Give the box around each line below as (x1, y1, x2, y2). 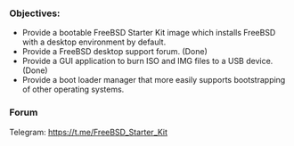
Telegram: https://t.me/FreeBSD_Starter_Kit (9, 126, 167, 137)
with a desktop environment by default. (21, 36, 167, 47)
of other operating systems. (21, 84, 125, 95)
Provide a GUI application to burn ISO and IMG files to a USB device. (21, 56, 274, 67)
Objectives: (9, 7, 61, 20)
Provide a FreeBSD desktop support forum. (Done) (21, 46, 208, 57)
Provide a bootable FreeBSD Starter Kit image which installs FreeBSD (21, 28, 276, 38)
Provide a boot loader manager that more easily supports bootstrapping (21, 75, 286, 85)
